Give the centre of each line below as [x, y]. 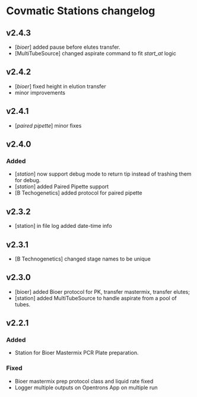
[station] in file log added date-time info [63, 226]
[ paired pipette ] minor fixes [48, 125]
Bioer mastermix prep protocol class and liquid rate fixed [84, 381]
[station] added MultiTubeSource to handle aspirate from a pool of [96, 298]
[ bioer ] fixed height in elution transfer [61, 86]
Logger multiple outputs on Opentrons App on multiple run [86, 388]
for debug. [28, 180]
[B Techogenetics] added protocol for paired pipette [78, 193]
